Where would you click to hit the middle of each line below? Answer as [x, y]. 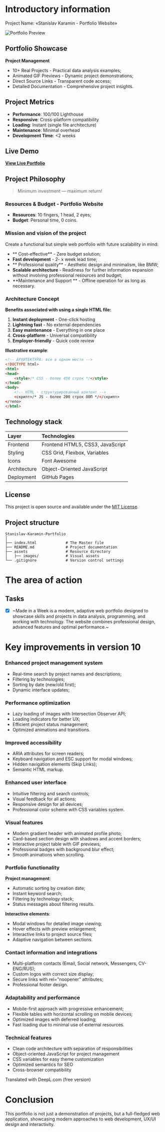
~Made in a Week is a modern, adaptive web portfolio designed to [80, 611]
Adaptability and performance [43, 998]
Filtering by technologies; [38, 679]
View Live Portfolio [25, 163]
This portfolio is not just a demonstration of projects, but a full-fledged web [82, 1114]
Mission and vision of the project [46, 233]
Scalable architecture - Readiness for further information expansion [83, 270]
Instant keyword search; [37, 893]
